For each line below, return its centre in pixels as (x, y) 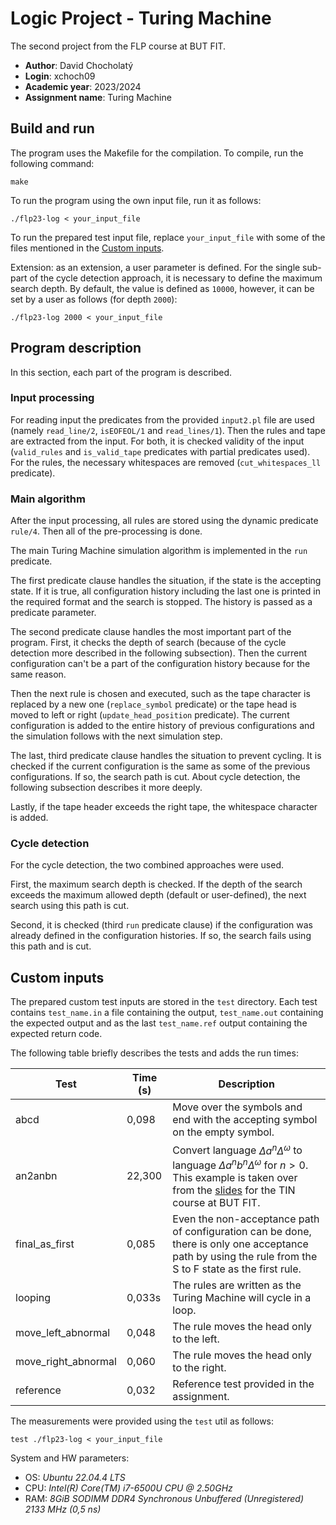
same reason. (38, 674)
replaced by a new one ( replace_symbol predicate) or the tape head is (153, 704)
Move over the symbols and (237, 1107)
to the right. (199, 1367)
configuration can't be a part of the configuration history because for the (160, 664)
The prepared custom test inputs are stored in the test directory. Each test (164, 1002)
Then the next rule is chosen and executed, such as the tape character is (160, 694)
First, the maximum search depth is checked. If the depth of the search (156, 884)
